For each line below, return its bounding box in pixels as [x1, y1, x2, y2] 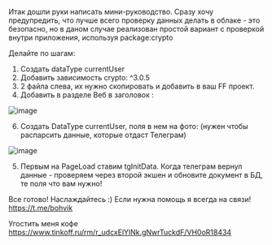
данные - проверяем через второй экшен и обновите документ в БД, [20, 170, 263, 179]
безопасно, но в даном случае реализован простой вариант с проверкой [8, 24, 265, 33]
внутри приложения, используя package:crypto [8, 32, 173, 42]
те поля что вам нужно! [20, 178, 103, 188]
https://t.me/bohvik [8, 203, 73, 213]
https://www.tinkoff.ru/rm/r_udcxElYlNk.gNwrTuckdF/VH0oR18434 [8, 227, 232, 237]
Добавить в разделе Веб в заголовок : [20, 90, 155, 100]
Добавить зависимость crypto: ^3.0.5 [20, 73, 151, 82]
